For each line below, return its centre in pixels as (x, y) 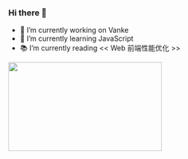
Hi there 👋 (28, 13)
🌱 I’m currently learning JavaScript (76, 38)
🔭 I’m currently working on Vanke (74, 30)
